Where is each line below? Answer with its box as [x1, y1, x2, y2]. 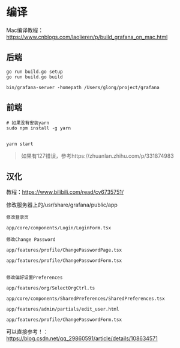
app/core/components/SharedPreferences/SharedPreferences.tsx [6, 296, 165, 302]
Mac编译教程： [6, 26, 44, 34]
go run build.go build [6, 73, 63, 80]
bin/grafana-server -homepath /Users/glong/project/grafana [6, 84, 160, 90]
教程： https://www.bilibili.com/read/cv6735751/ [6, 188, 124, 196]
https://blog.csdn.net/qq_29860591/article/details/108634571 [6, 335, 158, 342]
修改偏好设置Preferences [6, 275, 63, 281]
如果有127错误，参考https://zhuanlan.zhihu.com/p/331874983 [20, 152, 174, 160]
